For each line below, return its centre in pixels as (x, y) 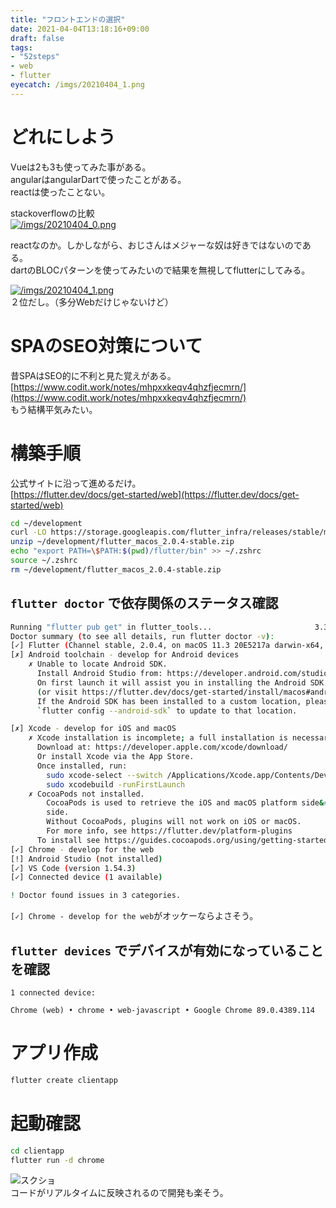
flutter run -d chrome (57, 1160)
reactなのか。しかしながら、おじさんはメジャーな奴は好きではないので (156, 245)
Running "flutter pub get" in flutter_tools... (111, 627)
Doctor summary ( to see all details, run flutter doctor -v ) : (142, 636)
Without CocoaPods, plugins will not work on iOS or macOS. (174, 822)
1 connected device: (53, 992)
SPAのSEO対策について (106, 345)
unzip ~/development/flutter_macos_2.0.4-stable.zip (122, 542)
